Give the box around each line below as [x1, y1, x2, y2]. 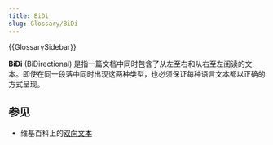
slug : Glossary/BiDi [8, 20, 79, 28]
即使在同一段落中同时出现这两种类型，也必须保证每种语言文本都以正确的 [22, 68, 266, 78]
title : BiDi [8, 11, 49, 20]
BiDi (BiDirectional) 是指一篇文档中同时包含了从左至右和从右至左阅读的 [8, 59, 246, 68]
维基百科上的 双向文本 [20, 128, 92, 138]
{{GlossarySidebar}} [8, 42, 77, 51]
